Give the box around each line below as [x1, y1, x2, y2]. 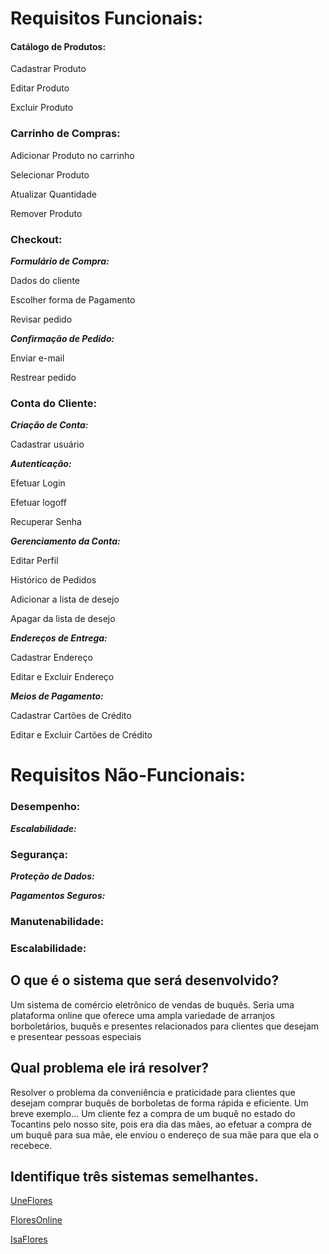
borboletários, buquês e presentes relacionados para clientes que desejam [10, 1020, 320, 1032]
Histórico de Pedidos [10, 574, 97, 586]
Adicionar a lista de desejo [10, 593, 120, 606]
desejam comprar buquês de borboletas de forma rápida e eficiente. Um [10, 1097, 309, 1109]
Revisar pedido [10, 313, 73, 325]
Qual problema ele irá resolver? [10, 1060, 210, 1077]
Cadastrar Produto [10, 63, 87, 75]
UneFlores [10, 1195, 53, 1207]
